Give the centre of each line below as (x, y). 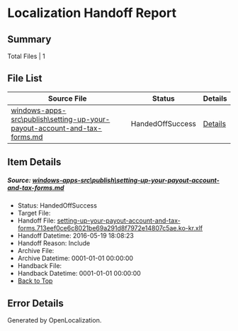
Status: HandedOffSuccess (57, 206)
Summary (29, 39)
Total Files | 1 (26, 56)
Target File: (34, 213)
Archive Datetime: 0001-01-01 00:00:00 (75, 258)
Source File (67, 99)
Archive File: (36, 251)
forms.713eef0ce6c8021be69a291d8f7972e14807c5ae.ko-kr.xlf (110, 228)
